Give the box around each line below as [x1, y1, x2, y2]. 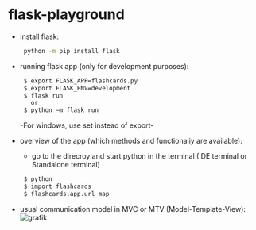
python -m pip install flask [23, 47, 121, 55]
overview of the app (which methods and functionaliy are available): [19, 136, 242, 146]
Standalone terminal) [31, 160, 101, 170]
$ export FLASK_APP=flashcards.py [23, 77, 138, 85]
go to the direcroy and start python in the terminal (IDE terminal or [31, 151, 248, 161]
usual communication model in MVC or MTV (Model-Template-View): [19, 204, 246, 213]
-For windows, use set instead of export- [19, 121, 154, 130]
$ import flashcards [23, 182, 91, 191]
